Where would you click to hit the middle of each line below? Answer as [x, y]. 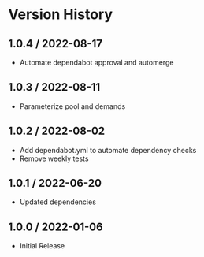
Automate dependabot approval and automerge [96, 62]
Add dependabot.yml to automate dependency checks [108, 150]
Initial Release [42, 246]
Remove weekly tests [54, 158]
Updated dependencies [58, 202]
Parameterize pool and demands [72, 106]
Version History [60, 15]
